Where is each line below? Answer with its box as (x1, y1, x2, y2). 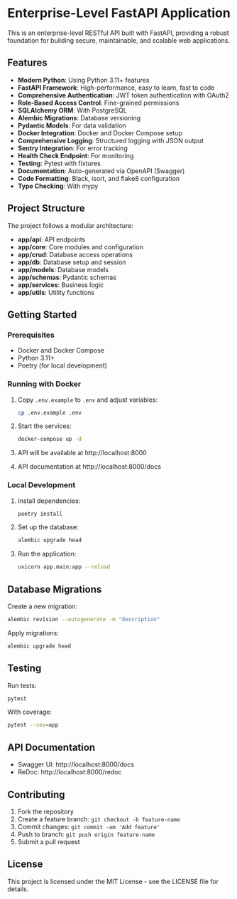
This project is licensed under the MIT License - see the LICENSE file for (7, 877, 219, 885)
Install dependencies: (17, 497, 81, 505)
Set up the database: (17, 523, 79, 531)
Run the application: (17, 550, 77, 558)
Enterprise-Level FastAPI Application (7, 5, 231, 21)
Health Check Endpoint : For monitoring (17, 151, 134, 160)
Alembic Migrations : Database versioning (17, 113, 140, 122)
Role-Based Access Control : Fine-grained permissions (17, 98, 180, 107)
